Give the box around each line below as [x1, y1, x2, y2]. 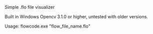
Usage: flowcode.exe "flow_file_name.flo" [4, 23, 91, 29]
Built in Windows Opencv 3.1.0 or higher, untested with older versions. [4, 14, 148, 19]
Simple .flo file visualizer [4, 4, 55, 10]
